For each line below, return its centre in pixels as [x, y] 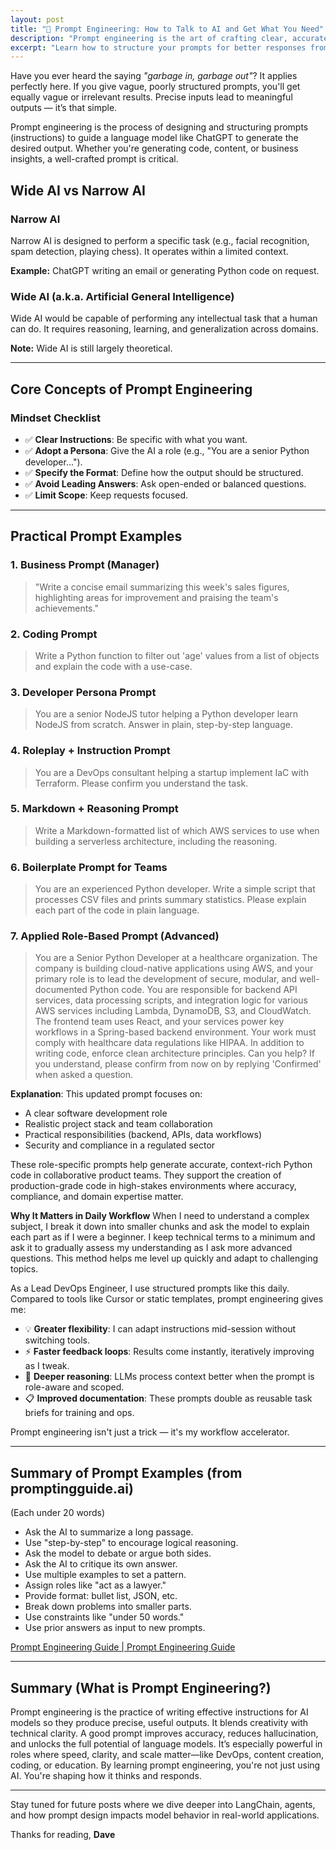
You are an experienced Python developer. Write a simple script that [175, 889]
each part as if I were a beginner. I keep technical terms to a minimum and [163, 1237]
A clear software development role [96, 1113]
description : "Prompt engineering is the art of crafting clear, [149, 38]
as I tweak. [47, 1366]
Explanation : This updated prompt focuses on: [106, 1094]
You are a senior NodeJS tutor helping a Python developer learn [166, 714]
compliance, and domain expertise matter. [97, 1197]
